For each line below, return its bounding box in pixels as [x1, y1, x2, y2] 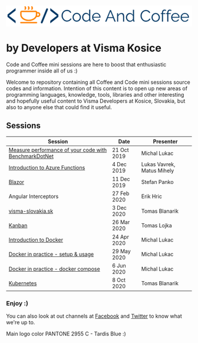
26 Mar [111, 219, 130, 226]
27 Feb [111, 190, 130, 197]
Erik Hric [141, 193, 162, 200]
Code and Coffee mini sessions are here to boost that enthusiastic [6, 61, 167, 68]
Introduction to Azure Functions [8, 164, 85, 171]
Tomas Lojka [141, 222, 172, 229]
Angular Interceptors [8, 193, 59, 200]
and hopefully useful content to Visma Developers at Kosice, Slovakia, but [6, 97, 186, 104]
